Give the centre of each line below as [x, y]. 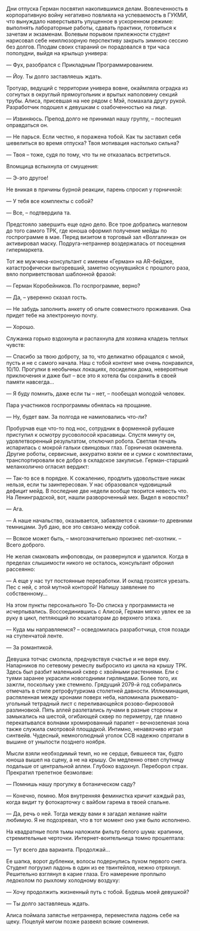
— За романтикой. [30, 647]
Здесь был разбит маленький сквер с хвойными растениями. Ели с [93, 672]
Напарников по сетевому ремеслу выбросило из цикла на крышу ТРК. [97, 665]
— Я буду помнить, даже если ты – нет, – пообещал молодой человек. [96, 394]
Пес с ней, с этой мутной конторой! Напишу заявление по [81, 587]
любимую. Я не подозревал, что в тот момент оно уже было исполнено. [99, 820]
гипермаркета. [25, 250]
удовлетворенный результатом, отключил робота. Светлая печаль [92, 441]
